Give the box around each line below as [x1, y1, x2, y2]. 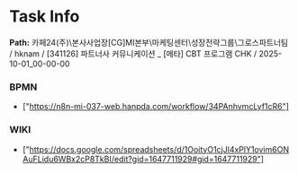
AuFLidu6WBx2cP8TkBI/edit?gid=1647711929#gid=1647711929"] [22, 153, 264, 164]
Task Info [9, 6, 80, 27]
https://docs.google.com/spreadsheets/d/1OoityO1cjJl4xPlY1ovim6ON [29, 143, 290, 154]
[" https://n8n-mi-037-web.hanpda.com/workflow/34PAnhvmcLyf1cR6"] [22, 101, 290, 112]
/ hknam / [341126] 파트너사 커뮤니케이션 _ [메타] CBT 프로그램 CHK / [9, 48, 257, 59]
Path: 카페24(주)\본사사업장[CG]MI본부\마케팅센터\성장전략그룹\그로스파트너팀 [9, 37, 289, 48]
